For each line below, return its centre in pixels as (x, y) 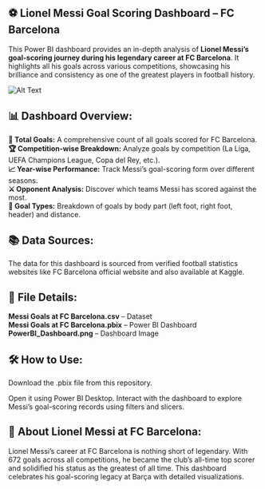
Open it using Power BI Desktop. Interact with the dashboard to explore (125, 399)
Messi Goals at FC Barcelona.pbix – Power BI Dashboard (103, 325)
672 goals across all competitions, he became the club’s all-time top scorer (132, 459)
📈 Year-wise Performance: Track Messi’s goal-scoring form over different (131, 169)
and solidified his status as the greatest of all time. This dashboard (118, 468)
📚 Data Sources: (51, 241)
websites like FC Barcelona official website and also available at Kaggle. (127, 272)
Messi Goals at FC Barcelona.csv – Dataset (81, 316)
